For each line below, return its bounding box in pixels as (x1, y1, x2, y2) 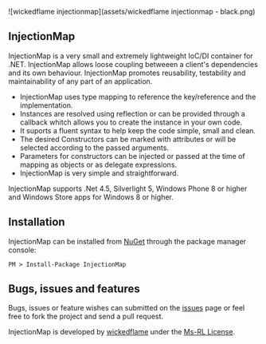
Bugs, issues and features (8, 283, 141, 296)
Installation (8, 215, 65, 229)
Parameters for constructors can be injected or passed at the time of (19, 151, 245, 160)
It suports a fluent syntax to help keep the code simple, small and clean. (19, 125, 256, 135)
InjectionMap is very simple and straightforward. (19, 168, 179, 178)
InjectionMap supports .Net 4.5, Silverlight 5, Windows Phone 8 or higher (8, 184, 248, 193)
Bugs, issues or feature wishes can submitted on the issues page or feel (8, 303, 245, 313)
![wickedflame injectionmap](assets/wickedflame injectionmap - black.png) (8, 7, 256, 16)
